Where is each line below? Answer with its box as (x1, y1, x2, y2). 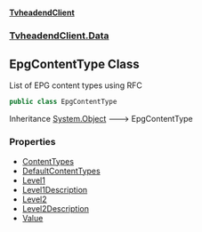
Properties (9, 136, 56, 148)
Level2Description (21, 203, 89, 213)
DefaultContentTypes (21, 165, 101, 176)
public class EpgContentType (9, 98, 117, 107)
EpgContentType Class (9, 56, 140, 71)
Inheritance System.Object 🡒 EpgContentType (9, 114, 193, 124)
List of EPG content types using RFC (9, 80, 142, 91)
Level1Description (21, 184, 88, 195)
